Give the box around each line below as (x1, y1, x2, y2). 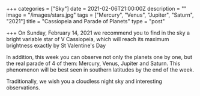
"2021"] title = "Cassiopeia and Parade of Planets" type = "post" (6, 18, 165, 24)
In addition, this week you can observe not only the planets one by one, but (6, 54, 193, 60)
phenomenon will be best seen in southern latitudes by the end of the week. (6, 66, 195, 73)
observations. (6, 84, 40, 91)
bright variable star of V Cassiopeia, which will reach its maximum (6, 36, 169, 42)
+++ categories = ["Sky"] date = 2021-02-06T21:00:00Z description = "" (6, 5, 187, 12)
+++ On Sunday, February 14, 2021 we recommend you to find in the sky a (6, 29, 190, 36)
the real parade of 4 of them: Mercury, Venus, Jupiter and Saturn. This (6, 60, 181, 67)
